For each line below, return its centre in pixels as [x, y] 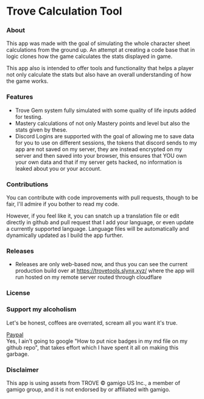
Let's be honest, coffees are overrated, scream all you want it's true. [92, 323]
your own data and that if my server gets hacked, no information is [99, 162]
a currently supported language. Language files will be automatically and [98, 229]
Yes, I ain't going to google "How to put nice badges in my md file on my [97, 341]
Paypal [15, 334]
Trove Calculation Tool [64, 11]
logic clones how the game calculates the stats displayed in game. [90, 57]
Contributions [27, 184]
